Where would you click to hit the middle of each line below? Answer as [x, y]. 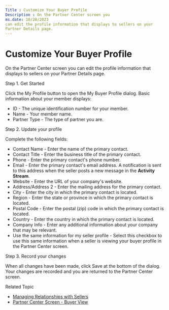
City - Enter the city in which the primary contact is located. [75, 192]
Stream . [21, 176]
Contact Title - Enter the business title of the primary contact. [77, 154]
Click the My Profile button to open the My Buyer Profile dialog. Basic [78, 93]
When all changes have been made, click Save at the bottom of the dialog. [83, 266]
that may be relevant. [35, 230]
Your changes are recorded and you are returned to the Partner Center [79, 272]
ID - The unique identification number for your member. [71, 109]
